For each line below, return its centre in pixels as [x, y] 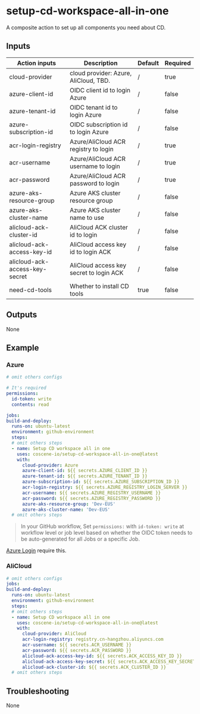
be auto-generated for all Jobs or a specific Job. [80, 539]
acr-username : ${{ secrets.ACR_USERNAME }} [77, 645]
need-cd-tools [31, 290]
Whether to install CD [99, 286]
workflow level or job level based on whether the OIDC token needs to [107, 533]
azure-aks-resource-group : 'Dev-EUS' [69, 504]
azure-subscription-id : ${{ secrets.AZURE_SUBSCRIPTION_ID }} [101, 482]
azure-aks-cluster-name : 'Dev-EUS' [66, 510]
